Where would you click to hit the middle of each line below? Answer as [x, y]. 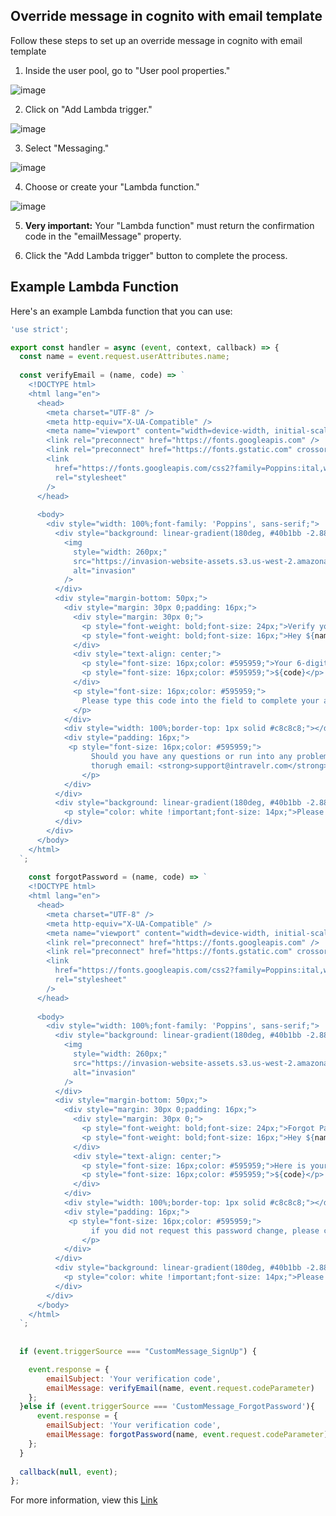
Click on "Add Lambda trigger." [88, 109]
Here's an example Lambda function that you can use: [121, 311]
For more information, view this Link [84, 1500]
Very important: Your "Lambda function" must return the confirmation [169, 225]
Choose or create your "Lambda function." [112, 186]
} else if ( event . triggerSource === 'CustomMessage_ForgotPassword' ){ [167, 1407]
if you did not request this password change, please [205, 1230]
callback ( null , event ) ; [68, 1472]
